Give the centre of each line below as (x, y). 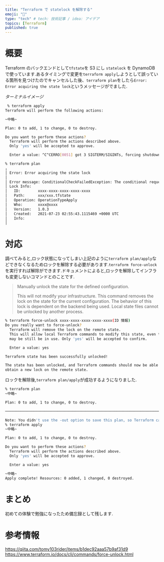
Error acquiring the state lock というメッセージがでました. (66, 87)
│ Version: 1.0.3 (27, 209)
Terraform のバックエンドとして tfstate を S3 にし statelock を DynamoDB (80, 68)
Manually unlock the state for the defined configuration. (73, 287)
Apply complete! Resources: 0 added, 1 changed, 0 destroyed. (70, 478)
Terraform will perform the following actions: (54, 111)
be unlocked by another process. (50, 312)
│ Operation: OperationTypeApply (41, 200)
